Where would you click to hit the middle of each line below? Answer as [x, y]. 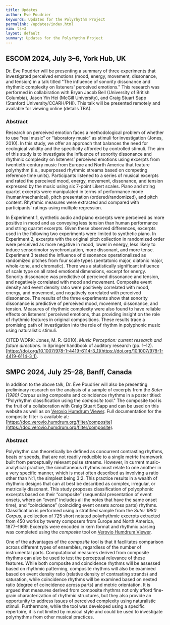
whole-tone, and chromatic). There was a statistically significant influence [83, 265]
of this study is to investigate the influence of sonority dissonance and [79, 154]
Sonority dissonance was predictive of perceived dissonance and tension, [82, 277]
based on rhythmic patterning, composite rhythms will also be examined [81, 569]
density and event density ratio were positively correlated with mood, [78, 287]
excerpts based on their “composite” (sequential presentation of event [79, 495]
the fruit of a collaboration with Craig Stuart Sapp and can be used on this [82, 406]
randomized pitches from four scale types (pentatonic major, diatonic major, [84, 260]
